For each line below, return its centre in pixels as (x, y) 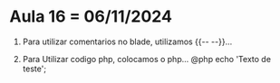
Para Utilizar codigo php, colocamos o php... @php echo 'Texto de (147, 59)
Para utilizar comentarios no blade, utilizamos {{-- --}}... (127, 41)
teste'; (34, 69)
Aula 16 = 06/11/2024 (91, 17)
